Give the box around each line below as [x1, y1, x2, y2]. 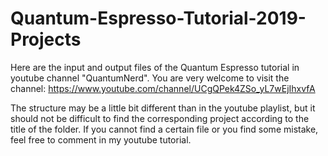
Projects [10, 28, 82, 51]
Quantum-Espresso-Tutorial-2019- [10, 7, 307, 30]
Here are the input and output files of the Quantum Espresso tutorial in [10, 61, 300, 73]
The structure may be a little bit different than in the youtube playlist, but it [10, 102, 316, 114]
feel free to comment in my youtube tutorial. [10, 133, 192, 146]
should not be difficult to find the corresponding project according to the [10, 112, 310, 124]
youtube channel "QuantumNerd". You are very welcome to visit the [10, 72, 290, 84]
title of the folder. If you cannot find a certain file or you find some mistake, [10, 123, 319, 135]
